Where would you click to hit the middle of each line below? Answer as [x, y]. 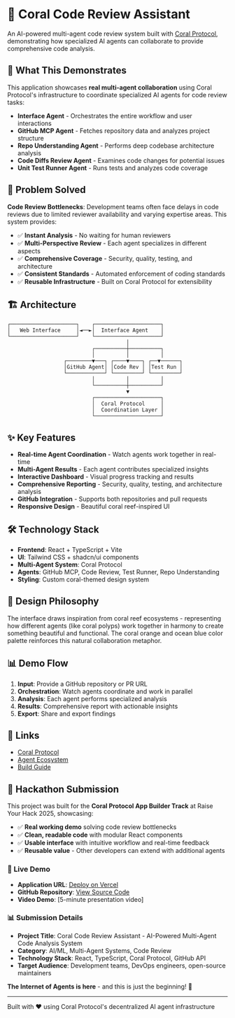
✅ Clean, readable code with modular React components [100, 835]
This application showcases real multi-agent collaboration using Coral [109, 87]
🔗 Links [23, 736]
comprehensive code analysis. [51, 48]
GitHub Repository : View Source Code [73, 892]
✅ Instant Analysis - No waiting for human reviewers [94, 235]
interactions [35, 123]
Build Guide [34, 767]
